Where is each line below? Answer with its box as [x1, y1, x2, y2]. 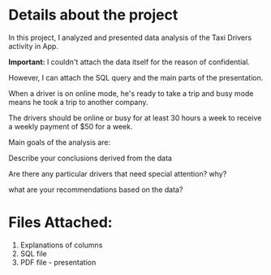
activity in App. [8, 41, 59, 50]
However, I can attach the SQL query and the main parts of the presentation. [8, 72, 264, 82]
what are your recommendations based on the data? [8, 185, 183, 194]
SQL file [19, 248, 47, 258]
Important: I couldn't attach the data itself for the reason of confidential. [8, 57, 250, 67]
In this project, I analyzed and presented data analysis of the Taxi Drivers [8, 33, 252, 42]
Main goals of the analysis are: [8, 137, 111, 147]
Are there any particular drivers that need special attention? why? [8, 168, 227, 178]
